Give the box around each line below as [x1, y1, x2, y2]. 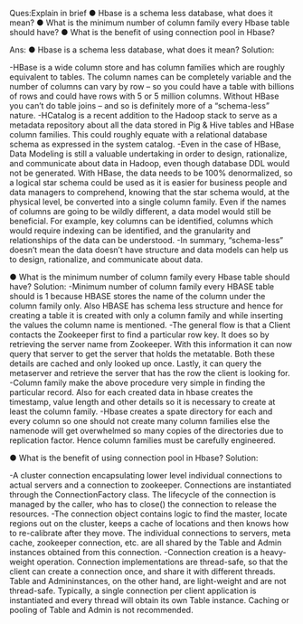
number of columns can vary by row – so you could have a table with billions [9, 81, 295, 91]
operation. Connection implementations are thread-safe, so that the [36, 556, 289, 567]
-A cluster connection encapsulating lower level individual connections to [9, 470, 283, 480]
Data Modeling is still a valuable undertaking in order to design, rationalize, [9, 148, 288, 159]
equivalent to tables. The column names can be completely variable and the [9, 71, 292, 82]
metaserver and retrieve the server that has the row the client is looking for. [9, 368, 290, 378]
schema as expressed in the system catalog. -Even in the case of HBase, [9, 139, 282, 149]
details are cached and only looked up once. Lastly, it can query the [9, 358, 262, 369]
